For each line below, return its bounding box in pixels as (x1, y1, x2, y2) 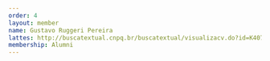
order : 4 (8, 11, 38, 20)
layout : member (8, 19, 59, 27)
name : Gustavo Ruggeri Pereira (8, 26, 113, 34)
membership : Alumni (8, 41, 74, 49)
